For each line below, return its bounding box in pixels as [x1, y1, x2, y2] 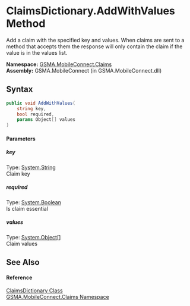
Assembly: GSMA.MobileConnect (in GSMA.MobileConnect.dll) [6, 67, 162, 74]
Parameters [6, 135, 36, 142]
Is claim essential [6, 205, 49, 212]
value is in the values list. [6, 49, 68, 56]
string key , [17, 105, 46, 111]
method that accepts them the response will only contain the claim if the [6, 43, 183, 50]
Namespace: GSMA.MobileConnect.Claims [6, 61, 112, 68]
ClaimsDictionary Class [6, 287, 64, 294]
